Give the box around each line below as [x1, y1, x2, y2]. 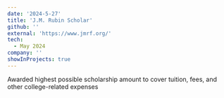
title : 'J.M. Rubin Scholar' [7, 17, 93, 24]
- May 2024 [13, 43, 46, 50]
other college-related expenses [7, 82, 99, 91]
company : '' [7, 50, 42, 57]
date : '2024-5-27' [7, 10, 61, 17]
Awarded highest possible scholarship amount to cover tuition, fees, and [7, 75, 217, 83]
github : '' [7, 23, 39, 30]
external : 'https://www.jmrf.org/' [7, 29, 112, 37]
